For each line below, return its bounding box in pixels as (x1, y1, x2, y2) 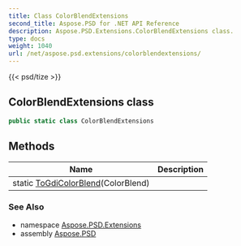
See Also (8, 201, 45, 213)
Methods (8, 140, 55, 153)
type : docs (8, 34, 45, 43)
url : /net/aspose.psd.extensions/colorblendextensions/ (8, 50, 201, 58)
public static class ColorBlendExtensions (8, 117, 154, 125)
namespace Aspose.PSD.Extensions (19, 220, 142, 230)
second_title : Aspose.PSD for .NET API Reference (8, 19, 180, 28)
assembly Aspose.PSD (19, 228, 97, 238)
